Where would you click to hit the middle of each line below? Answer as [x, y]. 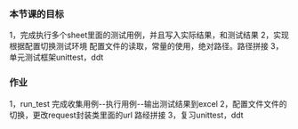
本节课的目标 [37, 13]
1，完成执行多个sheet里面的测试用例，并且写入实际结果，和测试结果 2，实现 [149, 35]
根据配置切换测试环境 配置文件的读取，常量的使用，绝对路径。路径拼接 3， [146, 46]
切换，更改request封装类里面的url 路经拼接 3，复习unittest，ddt [126, 115]
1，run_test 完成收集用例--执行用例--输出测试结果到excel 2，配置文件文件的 [148, 103]
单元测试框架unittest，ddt [56, 57]
